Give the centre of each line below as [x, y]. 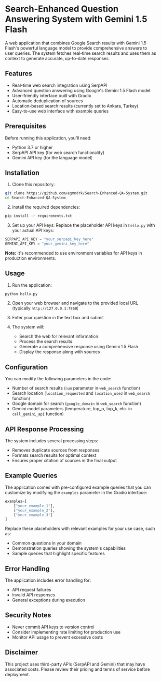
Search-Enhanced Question [62, 9]
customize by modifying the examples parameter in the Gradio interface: [76, 492]
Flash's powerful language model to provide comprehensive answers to [76, 48]
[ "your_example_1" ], [34, 506]
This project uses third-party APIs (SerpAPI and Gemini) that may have [75, 664]
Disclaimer [21, 652]
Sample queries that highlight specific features [58, 554]
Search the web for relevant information [59, 336]
